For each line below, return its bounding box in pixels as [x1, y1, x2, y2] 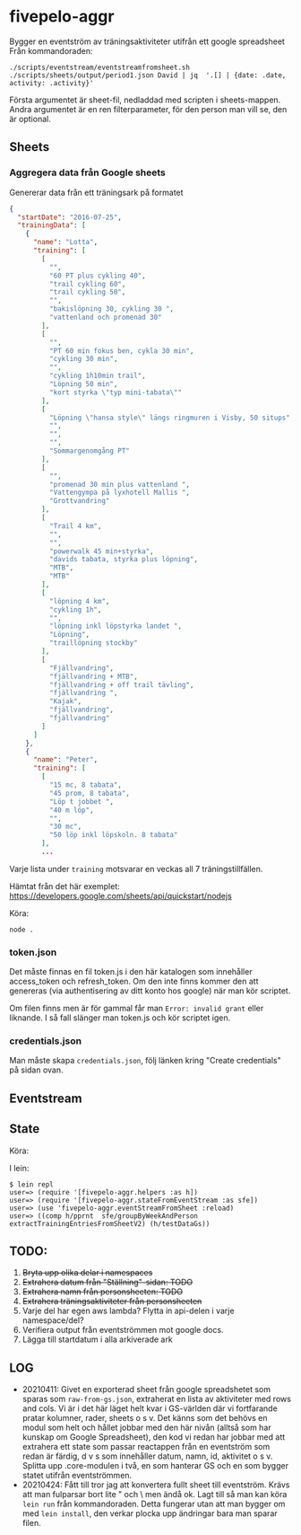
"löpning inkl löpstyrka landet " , [48, 622, 182, 631]
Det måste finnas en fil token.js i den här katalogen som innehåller [9, 966, 253, 977]
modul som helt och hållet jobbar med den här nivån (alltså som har [21, 1422, 271, 1434]
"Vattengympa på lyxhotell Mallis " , [48, 488, 191, 498]
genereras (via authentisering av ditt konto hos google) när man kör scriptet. [9, 985, 291, 996]
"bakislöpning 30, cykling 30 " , [48, 304, 175, 313]
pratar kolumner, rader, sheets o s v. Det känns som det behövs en [21, 1413, 268, 1424]
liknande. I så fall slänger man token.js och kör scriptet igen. [9, 1012, 231, 1023]
